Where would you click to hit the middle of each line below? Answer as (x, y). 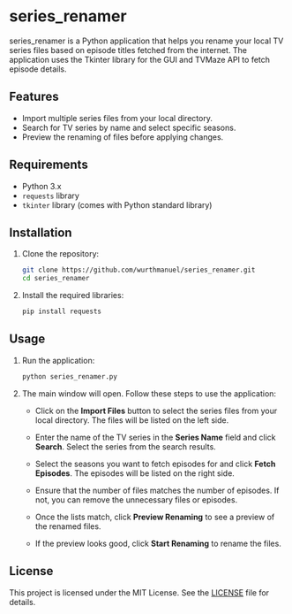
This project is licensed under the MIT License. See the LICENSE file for (139, 592)
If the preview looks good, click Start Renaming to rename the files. (158, 543)
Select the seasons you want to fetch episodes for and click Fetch (155, 464)
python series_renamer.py (69, 376)
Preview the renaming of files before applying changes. (123, 137)
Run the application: (58, 360)
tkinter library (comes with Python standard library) (117, 204)
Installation (41, 232)
